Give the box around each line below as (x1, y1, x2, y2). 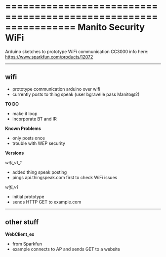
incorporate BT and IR (12, 116, 57, 122)
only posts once (12, 135, 45, 141)
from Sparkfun (12, 241, 42, 247)
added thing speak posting (12, 169, 67, 175)
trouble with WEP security (12, 140, 66, 146)
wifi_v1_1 (5, 159, 22, 165)
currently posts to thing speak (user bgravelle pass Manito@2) (12, 91, 140, 97)
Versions (5, 150, 24, 156)
